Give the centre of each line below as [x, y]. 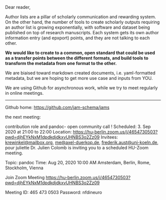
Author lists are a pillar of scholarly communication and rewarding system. [81, 17]
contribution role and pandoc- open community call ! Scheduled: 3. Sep [78, 127]
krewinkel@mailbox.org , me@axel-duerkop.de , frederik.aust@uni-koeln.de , [82, 142]
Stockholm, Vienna [24, 168]
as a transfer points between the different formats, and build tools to [77, 58]
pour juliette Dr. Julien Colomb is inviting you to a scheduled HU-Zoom [77, 148]
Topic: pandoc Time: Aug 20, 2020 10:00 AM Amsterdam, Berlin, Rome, [78, 163]
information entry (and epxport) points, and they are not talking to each [78, 38]
